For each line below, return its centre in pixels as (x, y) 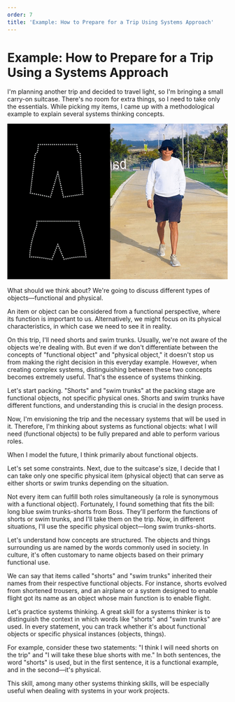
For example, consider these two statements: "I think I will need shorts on (113, 647)
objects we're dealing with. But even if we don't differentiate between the (113, 347)
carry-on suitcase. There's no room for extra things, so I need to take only (114, 99)
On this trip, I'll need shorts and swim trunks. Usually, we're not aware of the (117, 340)
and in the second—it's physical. (54, 669)
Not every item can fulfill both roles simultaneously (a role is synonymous (113, 496)
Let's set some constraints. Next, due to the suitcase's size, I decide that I (114, 468)
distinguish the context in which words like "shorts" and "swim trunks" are (114, 619)
